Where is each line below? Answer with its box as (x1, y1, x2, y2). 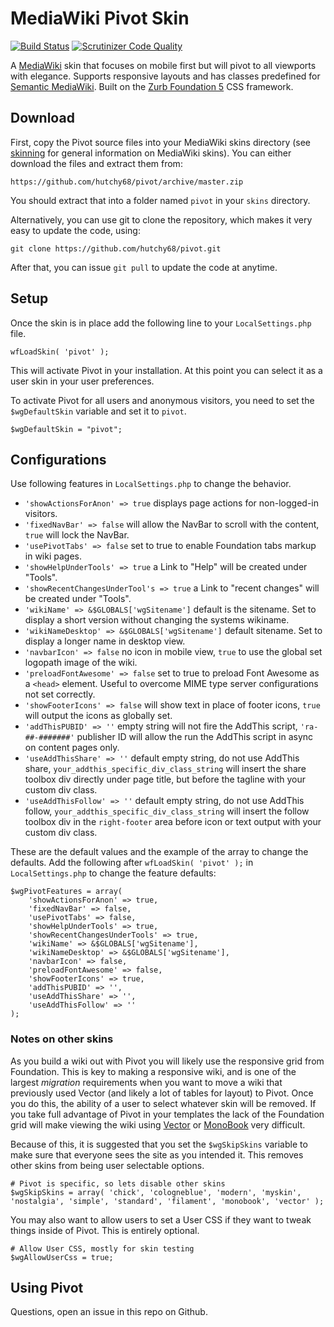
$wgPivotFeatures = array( (10, 887, 123, 897)
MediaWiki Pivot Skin (10, 7, 190, 30)
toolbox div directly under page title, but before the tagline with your (24, 773, 307, 786)
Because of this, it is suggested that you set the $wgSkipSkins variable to (10, 1138, 308, 1150)
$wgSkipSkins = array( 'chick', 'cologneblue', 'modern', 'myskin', (10, 1187, 302, 1197)
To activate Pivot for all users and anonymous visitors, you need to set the (10, 394, 315, 406)
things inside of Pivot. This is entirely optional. (10, 1224, 200, 1236)
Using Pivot (10, 1280, 84, 1297)
